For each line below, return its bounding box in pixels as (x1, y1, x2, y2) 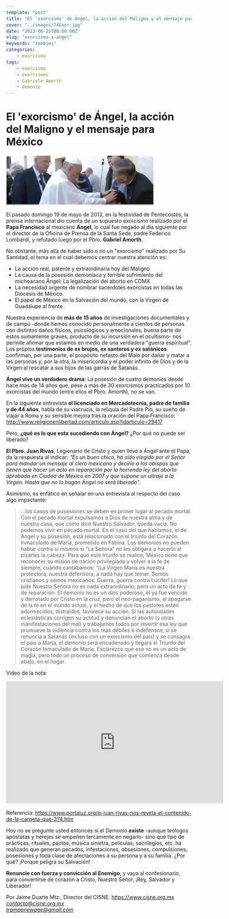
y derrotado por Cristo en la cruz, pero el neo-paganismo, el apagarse (20, 596, 191, 603)
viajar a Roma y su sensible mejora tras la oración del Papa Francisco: (6, 412, 175, 419)
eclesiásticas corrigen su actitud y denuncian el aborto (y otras (20, 614, 174, 622)
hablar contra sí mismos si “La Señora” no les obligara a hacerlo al (20, 546, 181, 553)
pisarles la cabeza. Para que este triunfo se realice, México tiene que (20, 551, 188, 559)
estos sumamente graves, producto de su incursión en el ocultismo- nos (6, 333, 182, 340)
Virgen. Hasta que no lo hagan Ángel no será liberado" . (6, 479, 141, 486)
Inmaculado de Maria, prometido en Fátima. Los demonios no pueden (20, 539, 190, 546)
